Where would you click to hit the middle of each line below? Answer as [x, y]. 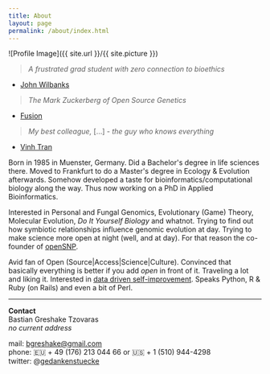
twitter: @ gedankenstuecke [54, 361]
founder [21, 247]
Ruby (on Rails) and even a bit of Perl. [71, 288]
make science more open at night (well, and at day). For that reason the [127, 238]
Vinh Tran [36, 147]
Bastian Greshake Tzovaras [53, 319]
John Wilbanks [45, 84]
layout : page [30, 23]
